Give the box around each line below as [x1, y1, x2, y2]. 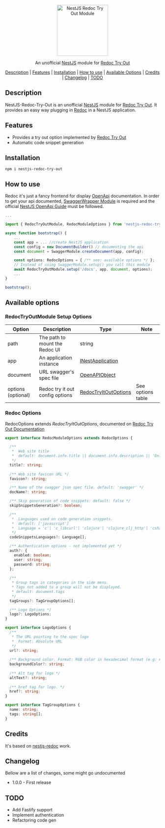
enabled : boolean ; [14, 553, 52, 558]
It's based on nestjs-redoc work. [5, 743, 71, 748]
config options [39, 392, 73, 399]
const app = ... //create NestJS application [14, 240, 109, 245]
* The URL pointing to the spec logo [11, 634, 89, 639]
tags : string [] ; [9, 712, 43, 717]
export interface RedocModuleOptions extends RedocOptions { [5, 435, 133, 440]
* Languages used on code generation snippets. [11, 516, 113, 521]
